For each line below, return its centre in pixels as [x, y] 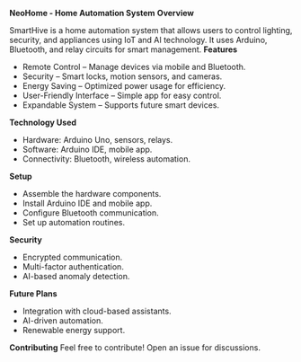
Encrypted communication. [72, 257]
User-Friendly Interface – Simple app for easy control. [122, 95]
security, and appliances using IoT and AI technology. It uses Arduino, [138, 40]
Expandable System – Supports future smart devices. [121, 105]
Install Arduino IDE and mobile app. [87, 203]
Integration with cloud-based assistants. [97, 311]
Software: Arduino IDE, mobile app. [87, 149]
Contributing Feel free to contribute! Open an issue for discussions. [135, 348]
